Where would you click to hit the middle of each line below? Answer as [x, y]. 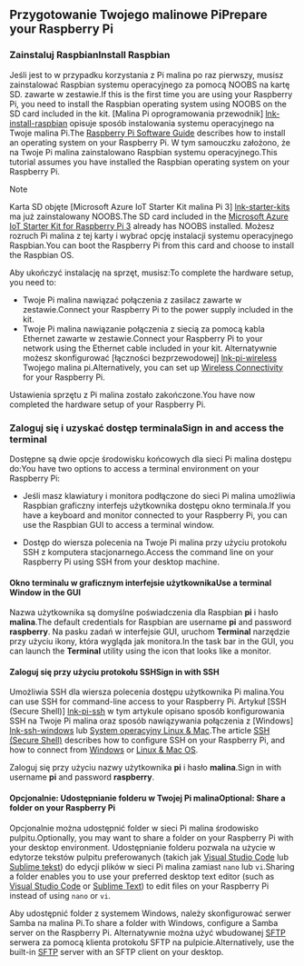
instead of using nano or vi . [60, 895]
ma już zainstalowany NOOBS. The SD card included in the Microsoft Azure [149, 216]
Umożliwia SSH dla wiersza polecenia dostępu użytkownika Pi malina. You [147, 692]
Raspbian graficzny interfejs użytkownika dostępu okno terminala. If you [157, 505]
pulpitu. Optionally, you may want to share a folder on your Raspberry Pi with [152, 837]
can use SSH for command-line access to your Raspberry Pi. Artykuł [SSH [148, 702]
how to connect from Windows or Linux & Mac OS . [104, 750]
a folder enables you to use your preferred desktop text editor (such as [142, 876]
